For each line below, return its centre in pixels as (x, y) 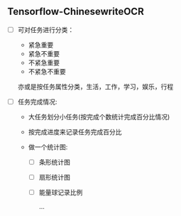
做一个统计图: (48, 147)
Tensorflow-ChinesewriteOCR (76, 12)
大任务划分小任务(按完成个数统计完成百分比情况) (99, 117)
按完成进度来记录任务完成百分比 (75, 131)
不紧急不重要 (47, 71)
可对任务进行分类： (46, 29)
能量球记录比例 (61, 193)
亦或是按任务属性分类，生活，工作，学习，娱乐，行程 (95, 86)
